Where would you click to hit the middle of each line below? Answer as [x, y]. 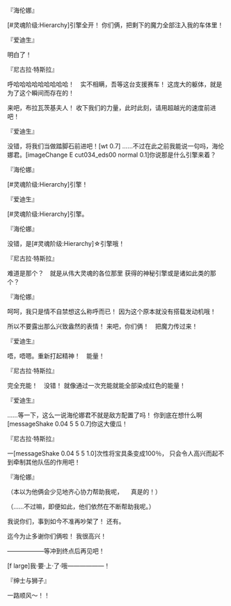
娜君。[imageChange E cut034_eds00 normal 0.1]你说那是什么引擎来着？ [112, 155]
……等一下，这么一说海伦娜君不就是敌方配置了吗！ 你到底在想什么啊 [105, 415]
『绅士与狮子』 [29, 581]
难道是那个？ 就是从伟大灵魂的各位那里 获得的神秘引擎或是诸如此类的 [109, 273]
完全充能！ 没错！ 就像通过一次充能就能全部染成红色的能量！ [96, 386]
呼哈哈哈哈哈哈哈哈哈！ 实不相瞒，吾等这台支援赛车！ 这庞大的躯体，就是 [115, 84]
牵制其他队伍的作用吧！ [47, 462]
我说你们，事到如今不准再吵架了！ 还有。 [66, 521]
